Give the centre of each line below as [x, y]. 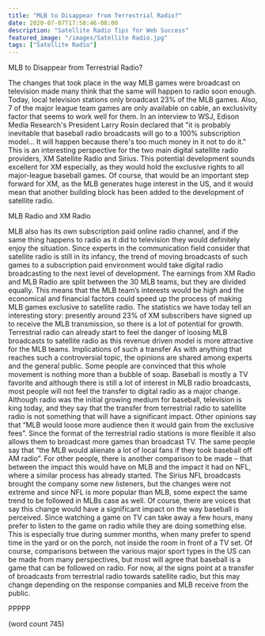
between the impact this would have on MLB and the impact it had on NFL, [130, 467]
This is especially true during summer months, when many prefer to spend [130, 535]
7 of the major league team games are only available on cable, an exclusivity [132, 109]
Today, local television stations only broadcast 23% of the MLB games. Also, [133, 100]
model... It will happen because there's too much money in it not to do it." [127, 142]
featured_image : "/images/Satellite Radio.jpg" [88, 38]
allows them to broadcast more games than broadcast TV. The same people [132, 442]
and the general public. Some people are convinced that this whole [117, 366]
